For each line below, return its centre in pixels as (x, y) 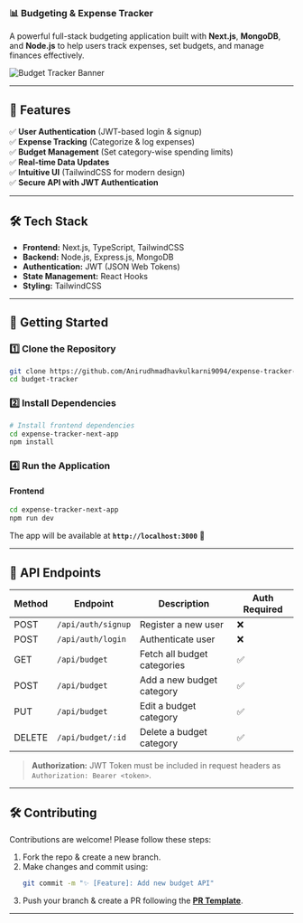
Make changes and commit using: (85, 866)
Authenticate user (177, 639)
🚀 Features (40, 110)
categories (162, 664)
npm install (32, 442)
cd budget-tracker (44, 380)
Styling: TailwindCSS (62, 286)
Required (263, 609)
